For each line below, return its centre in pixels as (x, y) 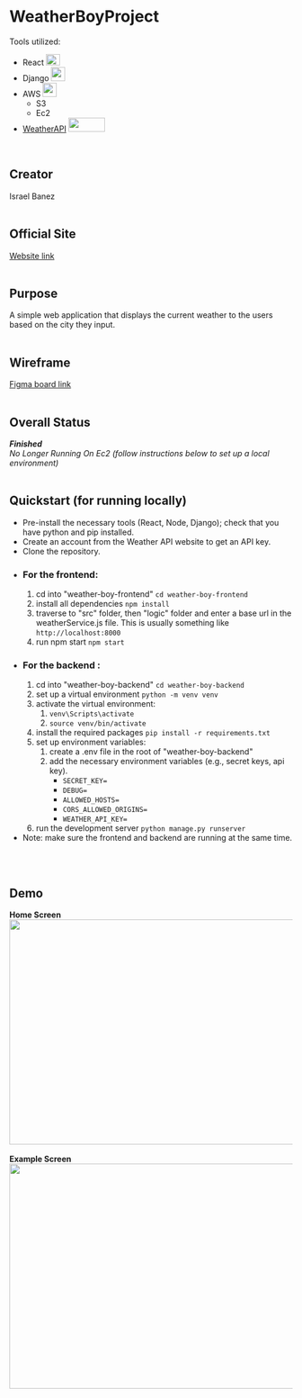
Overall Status (50, 422)
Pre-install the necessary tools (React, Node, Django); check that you (151, 522)
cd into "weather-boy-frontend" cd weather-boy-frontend (142, 594)
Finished (26, 444)
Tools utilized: (35, 41)
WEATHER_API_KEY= (95, 820)
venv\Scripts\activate (92, 714)
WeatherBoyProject (84, 17)
